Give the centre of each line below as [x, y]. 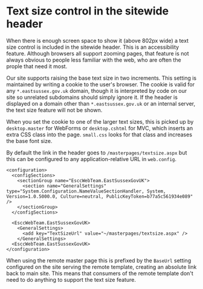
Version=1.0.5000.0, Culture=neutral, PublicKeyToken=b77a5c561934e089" [100, 196]
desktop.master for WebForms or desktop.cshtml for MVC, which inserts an [100, 128]
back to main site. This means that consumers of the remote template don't [100, 273]
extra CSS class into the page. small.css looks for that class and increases [99, 135]
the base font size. [29, 141]
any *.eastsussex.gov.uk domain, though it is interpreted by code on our [97, 91]
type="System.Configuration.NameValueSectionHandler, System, [86, 191]
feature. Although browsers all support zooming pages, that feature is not [98, 53]
